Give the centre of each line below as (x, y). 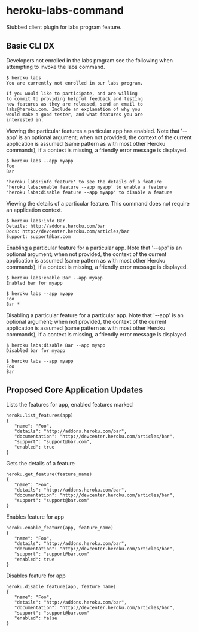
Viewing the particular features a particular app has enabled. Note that (93, 131)
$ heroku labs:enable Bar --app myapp (54, 278)
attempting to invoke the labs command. (56, 67)
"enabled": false (36, 618)
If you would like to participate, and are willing (72, 94)
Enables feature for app (35, 517)
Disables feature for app (36, 576)
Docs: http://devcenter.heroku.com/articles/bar (68, 231)
